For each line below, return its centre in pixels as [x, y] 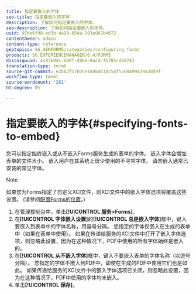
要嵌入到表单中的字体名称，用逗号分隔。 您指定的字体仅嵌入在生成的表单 [102, 226]
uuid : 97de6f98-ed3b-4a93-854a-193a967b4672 [61, 33]
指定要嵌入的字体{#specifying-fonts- [97, 124]
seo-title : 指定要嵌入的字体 [38, 17]
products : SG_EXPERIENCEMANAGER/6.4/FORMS [59, 55]
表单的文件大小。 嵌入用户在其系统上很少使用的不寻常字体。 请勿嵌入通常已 [97, 160]
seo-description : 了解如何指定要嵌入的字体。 [57, 28]
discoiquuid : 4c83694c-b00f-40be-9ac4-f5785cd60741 [70, 60]
